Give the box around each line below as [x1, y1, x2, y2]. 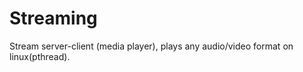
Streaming [9, 7, 98, 30]
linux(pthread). [9, 50, 71, 62]
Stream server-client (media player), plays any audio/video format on [9, 40, 294, 52]
